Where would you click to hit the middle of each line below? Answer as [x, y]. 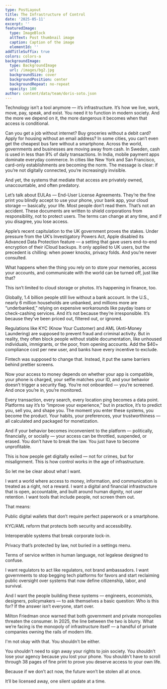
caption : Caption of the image [42, 42]
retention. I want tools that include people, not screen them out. [70, 497]
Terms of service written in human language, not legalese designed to [77, 555]
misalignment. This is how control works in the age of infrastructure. [75, 462]
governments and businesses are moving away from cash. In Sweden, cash [83, 149]
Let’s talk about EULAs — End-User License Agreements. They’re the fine [80, 195]
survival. [14, 586]
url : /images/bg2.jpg [32, 70]
